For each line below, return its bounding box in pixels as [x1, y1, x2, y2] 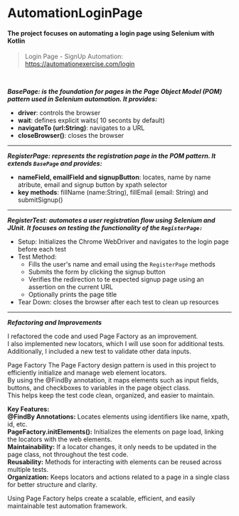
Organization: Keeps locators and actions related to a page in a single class [7, 473, 230, 481]
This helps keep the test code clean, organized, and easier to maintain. [7, 391, 215, 399]
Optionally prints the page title [28, 290, 117, 299]
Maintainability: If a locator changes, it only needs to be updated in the [7, 443, 217, 451]
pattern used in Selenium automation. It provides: [7, 95, 158, 104]
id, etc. [7, 420, 28, 429]
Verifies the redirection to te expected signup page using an [28, 275, 204, 284]
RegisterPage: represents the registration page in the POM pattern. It [7, 151, 216, 161]
